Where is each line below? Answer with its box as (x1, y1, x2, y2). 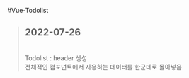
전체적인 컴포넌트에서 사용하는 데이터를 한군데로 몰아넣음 (24, 62, 183, 71)
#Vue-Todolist (7, 6, 49, 14)
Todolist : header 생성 (24, 53, 87, 62)
